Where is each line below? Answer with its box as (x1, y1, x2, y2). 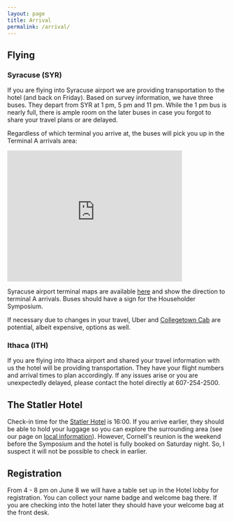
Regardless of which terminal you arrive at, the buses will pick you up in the (7, 129, 225, 138)
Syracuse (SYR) (7, 70, 62, 80)
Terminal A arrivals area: (7, 137, 78, 145)
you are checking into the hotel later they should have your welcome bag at (7, 500, 224, 509)
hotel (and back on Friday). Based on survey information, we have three (7, 94, 214, 102)
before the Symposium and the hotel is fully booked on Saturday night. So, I (7, 440, 225, 448)
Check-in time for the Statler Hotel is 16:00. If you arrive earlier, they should (7, 417, 225, 426)
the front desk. (7, 508, 50, 516)
